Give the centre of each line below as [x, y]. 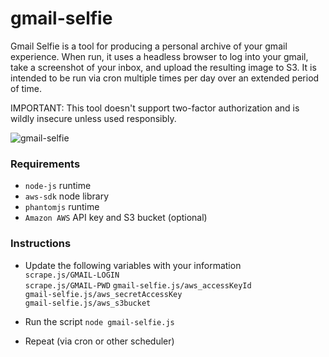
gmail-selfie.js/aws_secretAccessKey [103, 294]
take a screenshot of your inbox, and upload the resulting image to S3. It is [163, 67]
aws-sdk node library [67, 196]
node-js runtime [58, 186]
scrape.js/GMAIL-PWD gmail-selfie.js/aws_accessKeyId [138, 285]
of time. [26, 88]
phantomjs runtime [62, 207]
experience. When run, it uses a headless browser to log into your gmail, [159, 56]
